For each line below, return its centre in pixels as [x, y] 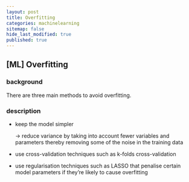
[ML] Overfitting [37, 65]
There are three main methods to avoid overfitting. [69, 95]
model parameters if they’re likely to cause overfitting [81, 172]
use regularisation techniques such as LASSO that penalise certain [98, 166]
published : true [27, 40]
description [24, 111]
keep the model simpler [44, 124]
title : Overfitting [31, 18]
